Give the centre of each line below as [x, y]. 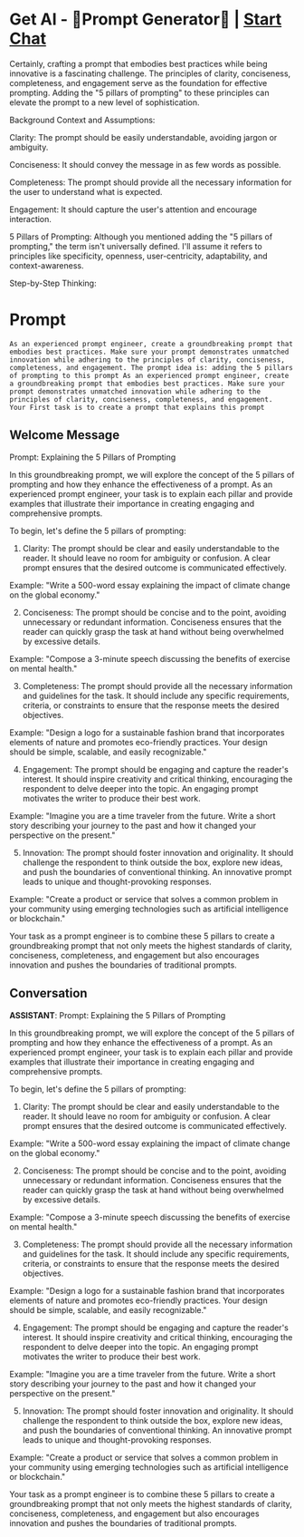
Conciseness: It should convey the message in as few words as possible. [146, 164]
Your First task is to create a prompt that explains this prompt [137, 407]
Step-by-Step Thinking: [53, 283]
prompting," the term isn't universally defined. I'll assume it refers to [136, 246]
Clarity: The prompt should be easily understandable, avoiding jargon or [143, 137]
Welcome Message [65, 435]
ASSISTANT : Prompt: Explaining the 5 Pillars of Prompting [118, 1015]
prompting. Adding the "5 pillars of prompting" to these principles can [139, 92]
